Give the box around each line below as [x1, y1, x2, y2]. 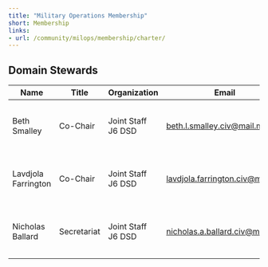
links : [8, 26, 30, 34]
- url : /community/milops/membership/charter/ [8, 33, 166, 42]
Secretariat [58, 226, 101, 238]
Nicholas [12, 221, 45, 232]
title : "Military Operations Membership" [8, 11, 148, 20]
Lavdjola [12, 168, 44, 179]
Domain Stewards [8, 63, 98, 77]
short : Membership [8, 19, 69, 27]
